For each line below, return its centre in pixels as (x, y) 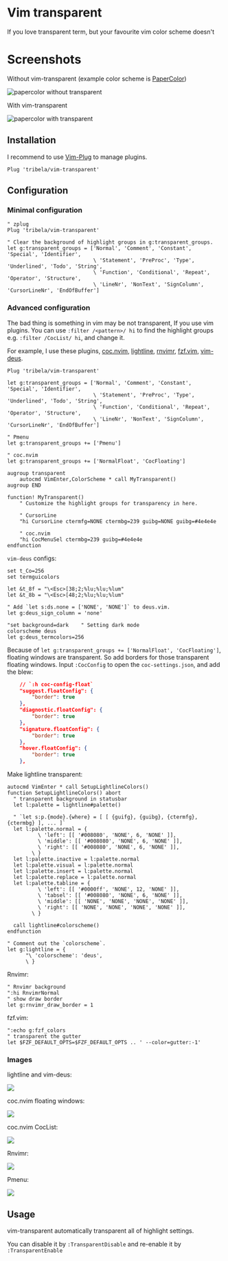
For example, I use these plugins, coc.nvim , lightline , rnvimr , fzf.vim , (103, 351)
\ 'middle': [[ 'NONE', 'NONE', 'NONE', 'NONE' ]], (113, 902)
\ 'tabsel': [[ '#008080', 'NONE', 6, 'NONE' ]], (110, 896)
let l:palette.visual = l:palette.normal (73, 865)
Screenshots (44, 60)
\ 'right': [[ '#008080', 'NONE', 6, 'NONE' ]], (109, 847)
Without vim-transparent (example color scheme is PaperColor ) (97, 78)
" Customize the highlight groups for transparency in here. (109, 503)
